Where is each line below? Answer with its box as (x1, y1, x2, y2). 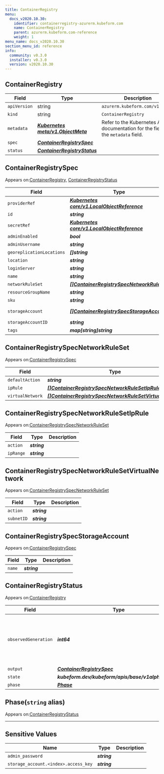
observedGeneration (7, 637, 53, 642)
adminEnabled (7, 234, 38, 239)
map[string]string (70, 327, 113, 334)
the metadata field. (102, 131, 143, 138)
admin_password (7, 753, 43, 759)
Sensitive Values (5, 730, 57, 739)
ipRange (7, 451, 25, 456)
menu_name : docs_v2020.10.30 (5, 39, 64, 44)
